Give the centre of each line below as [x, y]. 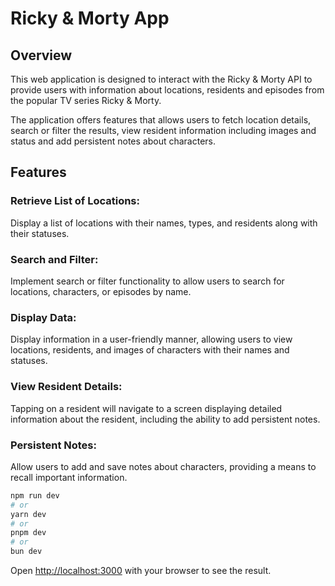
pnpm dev [28, 533]
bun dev [26, 552]
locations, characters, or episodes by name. [101, 291]
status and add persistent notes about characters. [113, 141]
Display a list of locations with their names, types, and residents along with [164, 223]
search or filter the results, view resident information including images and [163, 130]
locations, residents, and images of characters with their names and [150, 350]
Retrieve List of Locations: [75, 201]
